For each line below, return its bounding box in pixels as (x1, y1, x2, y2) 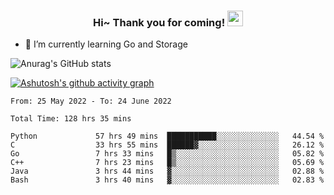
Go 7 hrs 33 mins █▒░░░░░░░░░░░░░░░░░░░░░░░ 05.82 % (10, 149, 325, 159)
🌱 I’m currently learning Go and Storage (24, 38, 188, 50)
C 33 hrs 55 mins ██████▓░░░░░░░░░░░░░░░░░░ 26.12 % (10, 140, 325, 150)
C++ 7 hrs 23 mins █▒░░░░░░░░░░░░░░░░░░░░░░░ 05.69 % (10, 158, 325, 168)
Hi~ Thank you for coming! (92, 15, 226, 29)
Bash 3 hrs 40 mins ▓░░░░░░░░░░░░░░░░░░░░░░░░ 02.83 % (10, 175, 325, 185)
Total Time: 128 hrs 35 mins (10, 114, 132, 124)
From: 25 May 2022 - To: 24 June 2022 (10, 96, 172, 107)
